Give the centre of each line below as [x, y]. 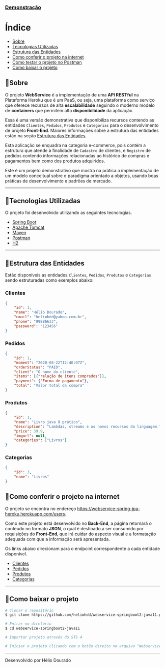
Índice [18, 28]
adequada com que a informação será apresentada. [57, 539]
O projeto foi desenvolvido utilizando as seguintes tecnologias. [69, 213]
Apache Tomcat [28, 227]
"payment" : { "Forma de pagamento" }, [52, 381]
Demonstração [23, 7]
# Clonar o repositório [29, 610]
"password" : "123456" [36, 326]
